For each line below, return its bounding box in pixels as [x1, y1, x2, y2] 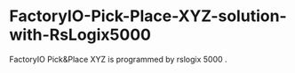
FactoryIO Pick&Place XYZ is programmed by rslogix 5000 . [9, 54, 228, 64]
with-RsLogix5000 [9, 25, 151, 45]
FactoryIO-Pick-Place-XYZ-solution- [9, 6, 287, 26]
